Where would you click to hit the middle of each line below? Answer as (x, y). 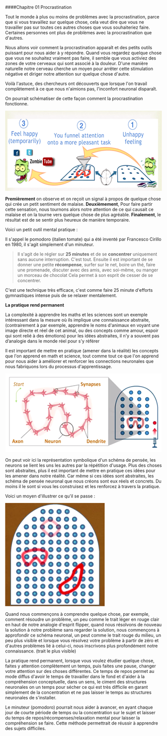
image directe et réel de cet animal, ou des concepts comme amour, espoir (82, 330)
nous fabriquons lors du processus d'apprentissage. (59, 366)
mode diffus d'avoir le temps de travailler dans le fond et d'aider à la (75, 676)
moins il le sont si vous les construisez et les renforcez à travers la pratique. (83, 486)
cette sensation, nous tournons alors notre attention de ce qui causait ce (80, 209)
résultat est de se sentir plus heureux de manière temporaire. (68, 220)
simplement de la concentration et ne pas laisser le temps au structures (78, 692)
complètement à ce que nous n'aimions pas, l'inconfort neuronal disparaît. (81, 89)
